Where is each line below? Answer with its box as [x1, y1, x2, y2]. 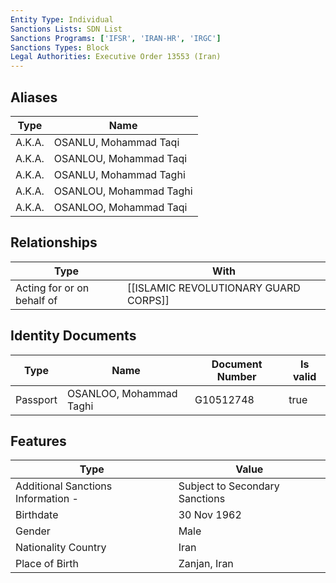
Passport [15, 392, 58, 406]
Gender [15, 524, 51, 538]
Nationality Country [15, 541, 107, 555]
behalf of [15, 293, 58, 307]
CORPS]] [126, 293, 170, 307]
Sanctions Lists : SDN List [10, 24, 123, 34]
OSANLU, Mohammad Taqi [53, 135, 180, 149]
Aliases [10, 89, 58, 106]
